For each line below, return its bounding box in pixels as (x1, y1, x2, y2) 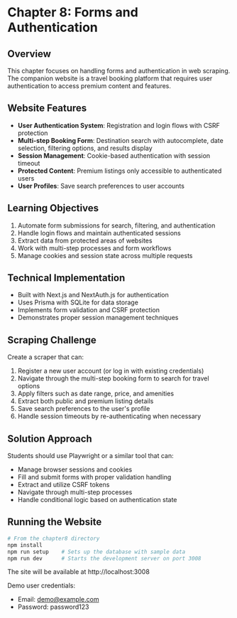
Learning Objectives (7, 202, 99, 214)
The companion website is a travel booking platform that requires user (7, 74, 213, 82)
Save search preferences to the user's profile (17, 405, 150, 413)
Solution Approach (7, 432, 92, 444)
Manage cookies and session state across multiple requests (17, 251, 193, 260)
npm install (7, 541, 43, 548)
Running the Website (7, 516, 102, 528)
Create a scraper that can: (7, 353, 84, 361)
